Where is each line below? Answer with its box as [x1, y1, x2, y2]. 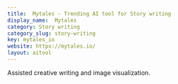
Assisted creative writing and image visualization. [7, 68, 151, 77]
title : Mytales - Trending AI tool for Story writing [7, 10, 172, 17]
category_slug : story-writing [7, 29, 96, 37]
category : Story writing [7, 23, 80, 30]
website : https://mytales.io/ [7, 43, 96, 50]
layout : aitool [7, 50, 52, 57]
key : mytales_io [7, 36, 55, 43]
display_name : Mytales [7, 17, 77, 24]
